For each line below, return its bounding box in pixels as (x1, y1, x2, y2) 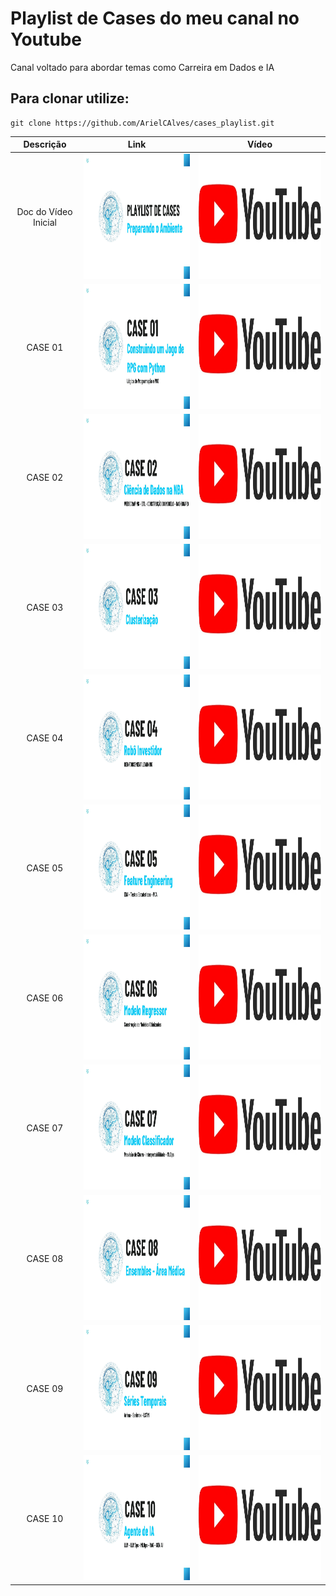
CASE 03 (26, 602, 64, 614)
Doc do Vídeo (16, 206, 73, 217)
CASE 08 (26, 1252, 64, 1264)
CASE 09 (26, 1382, 64, 1394)
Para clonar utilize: (10, 90, 130, 107)
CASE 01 (26, 341, 64, 353)
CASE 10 (26, 1513, 64, 1524)
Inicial (32, 217, 57, 228)
